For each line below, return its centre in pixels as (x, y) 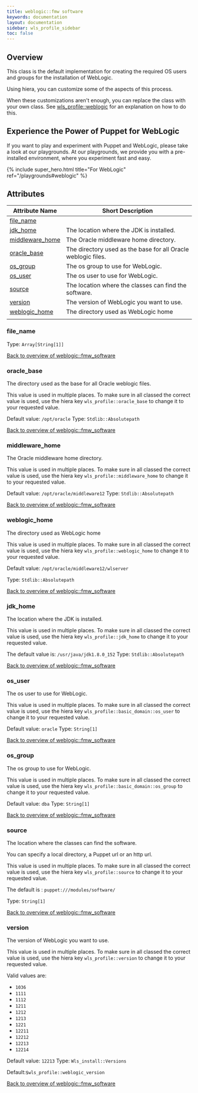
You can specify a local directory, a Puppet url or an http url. (80, 854)
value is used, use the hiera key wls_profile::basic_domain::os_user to (93, 711)
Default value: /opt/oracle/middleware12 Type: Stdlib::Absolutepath (90, 494)
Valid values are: (27, 975)
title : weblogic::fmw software (45, 11)
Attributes (26, 194)
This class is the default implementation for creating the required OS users (97, 71)
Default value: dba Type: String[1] (48, 803)
